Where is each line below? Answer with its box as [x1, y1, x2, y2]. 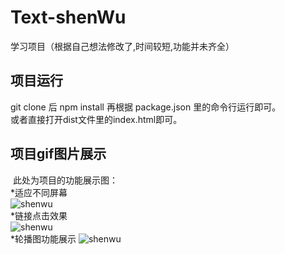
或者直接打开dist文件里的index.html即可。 [10, 113, 183, 125]
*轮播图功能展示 [10, 232, 77, 245]
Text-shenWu [10, 6, 127, 29]
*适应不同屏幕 [10, 186, 68, 198]
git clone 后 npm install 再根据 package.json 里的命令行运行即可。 [10, 101, 282, 113]
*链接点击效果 [10, 209, 68, 221]
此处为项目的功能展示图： [12, 174, 118, 186]
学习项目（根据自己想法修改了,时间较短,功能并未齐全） [10, 40, 235, 52]
